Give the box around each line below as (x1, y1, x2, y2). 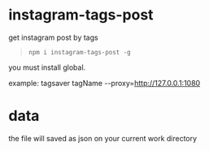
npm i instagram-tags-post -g (28, 48, 132, 56)
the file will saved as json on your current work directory (8, 133, 198, 143)
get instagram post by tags (8, 32, 99, 42)
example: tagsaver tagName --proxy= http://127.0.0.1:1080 (8, 78, 201, 88)
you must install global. (8, 63, 86, 72)
